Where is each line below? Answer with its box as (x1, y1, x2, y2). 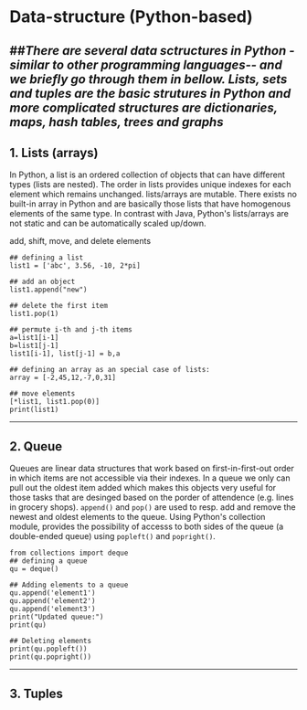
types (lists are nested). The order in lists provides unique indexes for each (9, 179, 291, 190)
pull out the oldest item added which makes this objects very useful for (9, 482, 277, 493)
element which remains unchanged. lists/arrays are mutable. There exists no (9, 189, 297, 200)
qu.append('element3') (9, 605, 96, 614)
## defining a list (9, 253, 84, 262)
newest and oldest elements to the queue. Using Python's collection (9, 512, 266, 523)
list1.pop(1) (9, 309, 59, 319)
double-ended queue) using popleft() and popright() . (9, 531, 217, 542)
